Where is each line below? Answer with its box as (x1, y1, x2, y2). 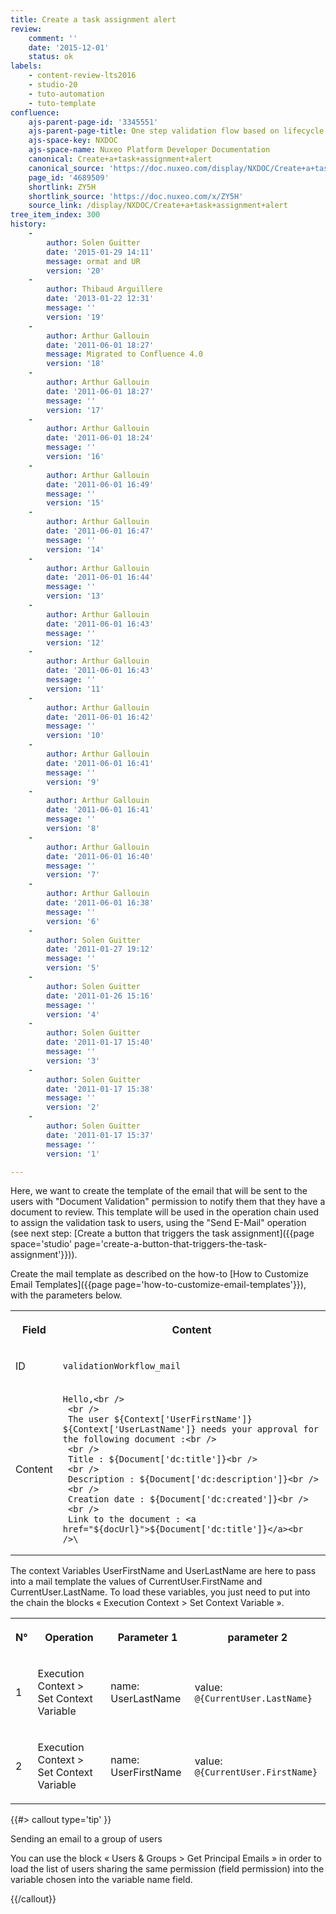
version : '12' (46, 637, 105, 648)
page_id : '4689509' (28, 172, 110, 183)
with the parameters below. (10, 1289, 123, 1301)
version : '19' (46, 312, 105, 322)
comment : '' (28, 33, 78, 43)
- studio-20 (28, 80, 78, 90)
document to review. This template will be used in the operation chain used (10, 1206, 320, 1218)
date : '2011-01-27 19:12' (46, 944, 155, 955)
